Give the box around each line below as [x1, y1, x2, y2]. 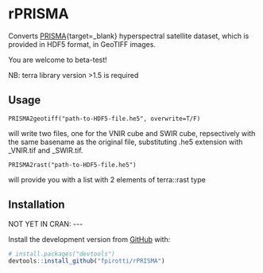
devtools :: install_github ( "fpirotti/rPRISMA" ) [8, 257, 165, 265]
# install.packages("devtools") [8, 250, 115, 258]
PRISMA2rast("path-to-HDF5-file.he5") [8, 161, 137, 169]
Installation [8, 198, 65, 212]
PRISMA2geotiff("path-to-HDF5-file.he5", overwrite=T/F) [8, 115, 201, 123]
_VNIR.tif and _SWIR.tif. [8, 145, 83, 155]
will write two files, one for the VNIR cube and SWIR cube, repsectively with [8, 128, 256, 138]
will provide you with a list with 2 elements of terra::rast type [8, 174, 207, 184]
